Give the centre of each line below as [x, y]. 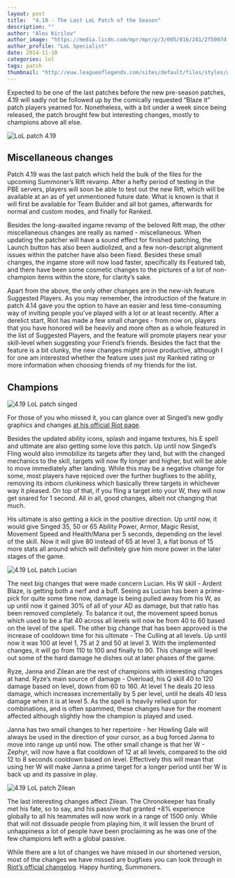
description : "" [31, 27]
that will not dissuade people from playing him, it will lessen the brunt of [111, 824]
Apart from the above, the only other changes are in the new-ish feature [111, 291]
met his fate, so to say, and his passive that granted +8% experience [106, 809]
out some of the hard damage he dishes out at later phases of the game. [111, 658]
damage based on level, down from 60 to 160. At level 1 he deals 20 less [111, 686]
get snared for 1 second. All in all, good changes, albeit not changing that [112, 499]
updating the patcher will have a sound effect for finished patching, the [109, 240]
